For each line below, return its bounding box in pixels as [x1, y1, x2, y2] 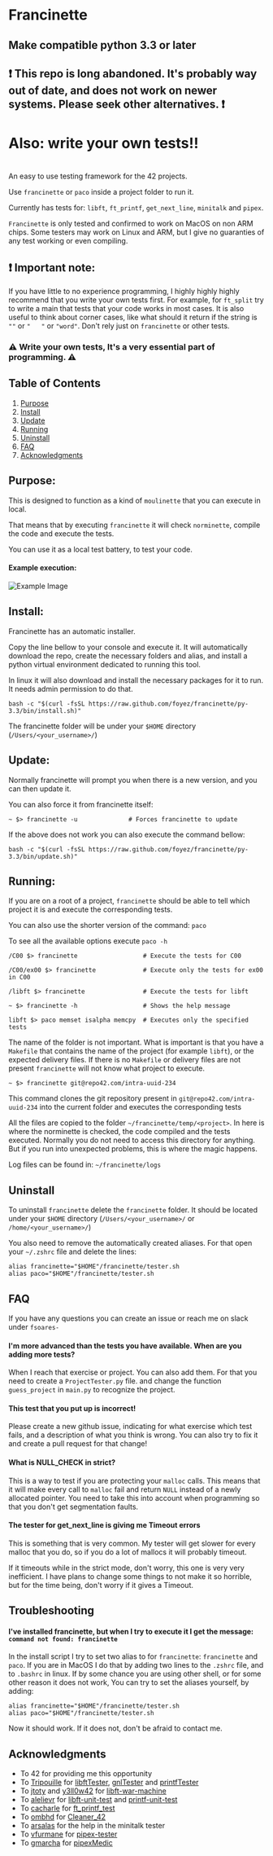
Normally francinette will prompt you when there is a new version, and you [8, 775, 258, 785]
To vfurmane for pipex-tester [19, 1829, 118, 1839]
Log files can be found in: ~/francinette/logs [8, 1159, 161, 1170]
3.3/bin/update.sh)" [8, 852, 79, 860]
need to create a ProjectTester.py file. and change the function [8, 1376, 222, 1386]
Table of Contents [8, 376, 102, 390]
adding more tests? [8, 1349, 76, 1359]
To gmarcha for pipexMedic [19, 1838, 114, 1848]
